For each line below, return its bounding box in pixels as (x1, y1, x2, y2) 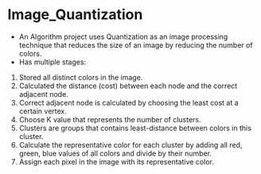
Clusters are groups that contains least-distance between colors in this (18, 123, 252, 133)
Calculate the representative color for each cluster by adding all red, (18, 140, 243, 149)
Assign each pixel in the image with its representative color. (18, 157, 214, 166)
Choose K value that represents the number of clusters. (18, 114, 201, 124)
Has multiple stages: (18, 57, 87, 67)
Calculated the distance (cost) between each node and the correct (18, 81, 238, 91)
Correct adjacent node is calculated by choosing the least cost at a (18, 98, 240, 107)
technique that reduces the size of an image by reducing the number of (18, 40, 253, 49)
